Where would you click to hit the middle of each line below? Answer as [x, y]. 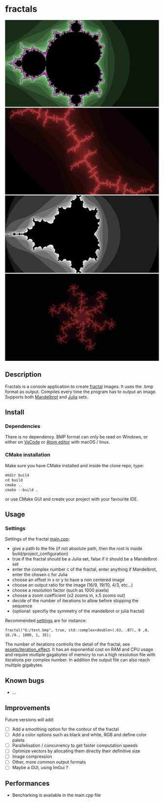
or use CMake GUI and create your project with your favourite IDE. [72, 499]
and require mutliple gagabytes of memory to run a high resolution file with [80, 655]
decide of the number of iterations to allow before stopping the [75, 601]
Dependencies [23, 427]
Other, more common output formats [49, 762]
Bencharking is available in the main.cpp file [56, 795]
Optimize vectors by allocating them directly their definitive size [76, 751]
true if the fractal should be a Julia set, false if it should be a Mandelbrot [84, 559]
